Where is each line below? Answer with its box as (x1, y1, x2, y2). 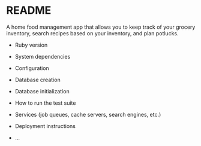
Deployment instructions (14, 122, 76, 129)
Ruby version (14, 41, 48, 48)
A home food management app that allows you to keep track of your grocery (6, 23, 196, 31)
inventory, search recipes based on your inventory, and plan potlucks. (6, 29, 179, 36)
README (6, 4, 52, 17)
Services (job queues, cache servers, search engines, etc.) (14, 111, 161, 118)
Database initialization (14, 87, 70, 95)
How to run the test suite (14, 99, 76, 107)
